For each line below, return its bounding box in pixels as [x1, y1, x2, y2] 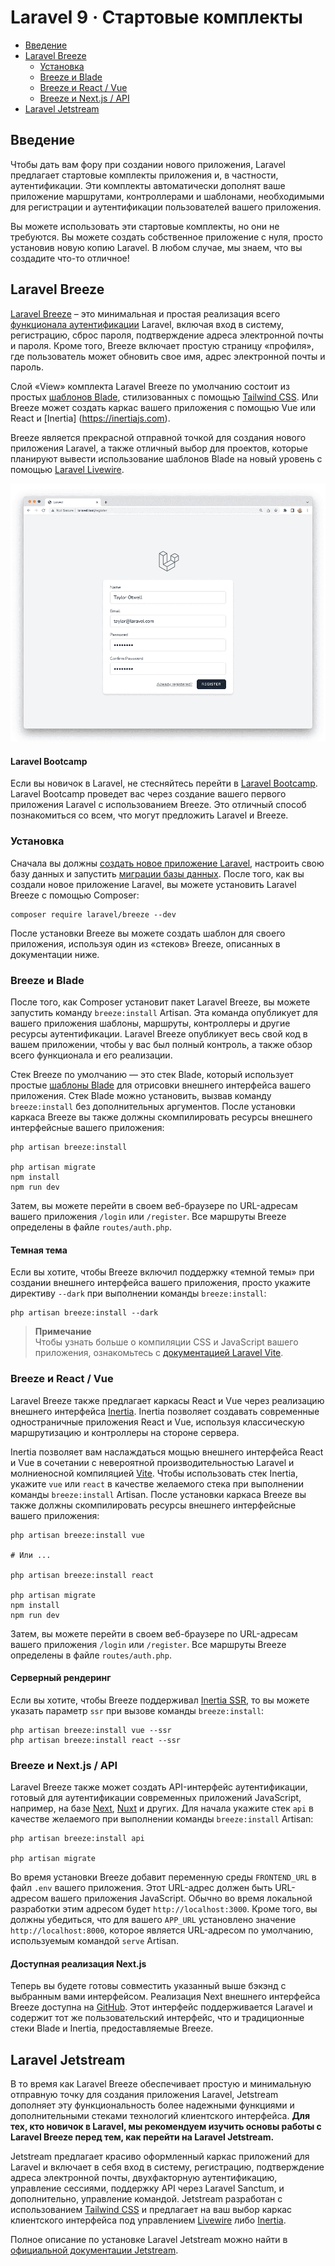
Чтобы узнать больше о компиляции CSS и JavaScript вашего [34, 1336, 299, 1348]
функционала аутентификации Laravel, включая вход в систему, [10, 318, 284, 330]
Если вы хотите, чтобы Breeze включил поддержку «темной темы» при [10, 1266, 315, 1278]
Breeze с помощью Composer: [10, 889, 140, 901]
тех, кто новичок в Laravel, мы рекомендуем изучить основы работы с [10, 2121, 322, 2133]
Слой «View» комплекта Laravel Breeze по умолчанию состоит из [10, 380, 290, 392]
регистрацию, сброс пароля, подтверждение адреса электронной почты [10, 329, 324, 341]
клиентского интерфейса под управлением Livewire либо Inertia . [10, 2214, 287, 2226]
